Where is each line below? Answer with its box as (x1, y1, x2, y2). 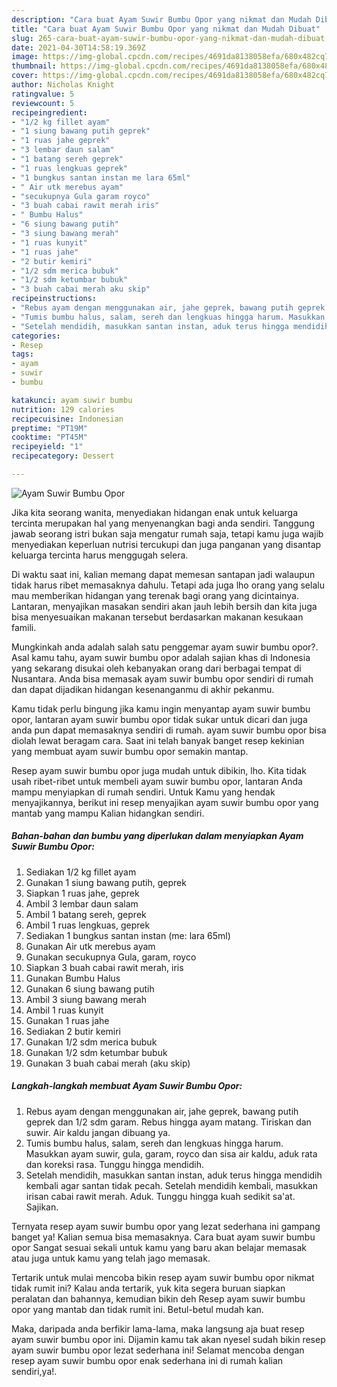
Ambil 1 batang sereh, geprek (25, 908, 147, 920)
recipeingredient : (11, 107, 88, 118)
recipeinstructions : (11, 294, 98, 304)
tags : (11, 349, 34, 360)
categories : (11, 331, 61, 341)
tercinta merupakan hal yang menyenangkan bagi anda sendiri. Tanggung (11, 517, 315, 529)
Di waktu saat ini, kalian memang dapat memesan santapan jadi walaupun (11, 568, 316, 580)
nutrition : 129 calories (11, 404, 115, 415)
